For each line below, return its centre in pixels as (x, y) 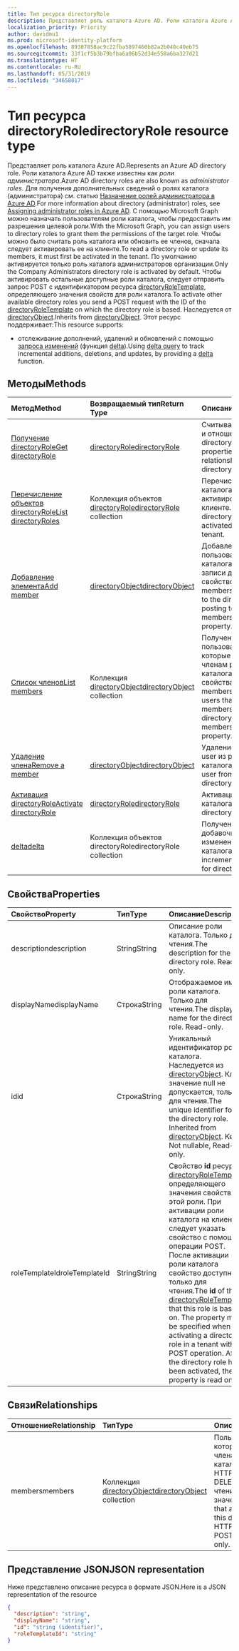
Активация (30, 794)
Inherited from (193, 1128)
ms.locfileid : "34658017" (46, 80)
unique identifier (196, 1110)
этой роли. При (195, 1201)
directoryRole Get (39, 447)
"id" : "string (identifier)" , (58, 1627)
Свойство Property (44, 914)
